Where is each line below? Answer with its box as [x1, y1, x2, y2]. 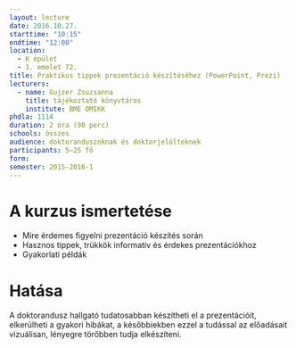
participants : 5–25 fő [9, 145, 94, 154]
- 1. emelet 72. [17, 63, 78, 72]
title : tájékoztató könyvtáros [25, 95, 142, 105]
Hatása [9, 280, 63, 301]
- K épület [17, 54, 58, 63]
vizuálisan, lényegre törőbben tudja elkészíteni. [9, 329, 182, 340]
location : [9, 46, 46, 55]
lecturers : [9, 79, 50, 88]
